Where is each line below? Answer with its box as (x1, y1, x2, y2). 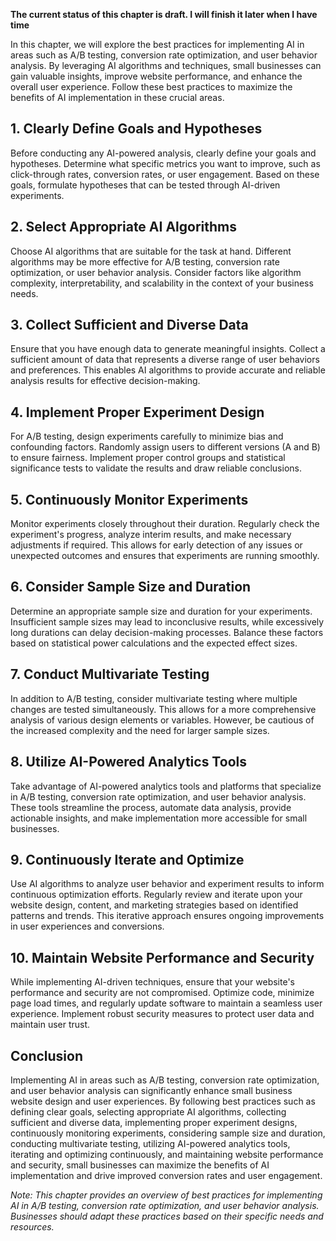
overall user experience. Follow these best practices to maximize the (10, 81, 293, 93)
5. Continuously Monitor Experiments (10, 491, 249, 508)
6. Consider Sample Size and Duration (10, 579, 252, 596)
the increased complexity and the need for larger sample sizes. (10, 724, 270, 736)
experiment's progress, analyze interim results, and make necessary (10, 529, 292, 541)
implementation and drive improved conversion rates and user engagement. (10, 1169, 323, 1181)
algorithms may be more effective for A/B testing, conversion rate (10, 255, 280, 268)
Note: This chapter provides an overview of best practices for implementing (10, 1189, 323, 1201)
